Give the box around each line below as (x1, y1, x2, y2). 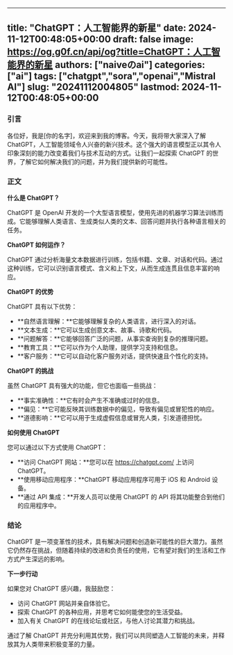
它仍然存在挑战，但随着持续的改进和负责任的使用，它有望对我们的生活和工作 (7, 547, 226, 555)
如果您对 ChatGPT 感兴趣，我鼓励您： (7, 585, 116, 593)
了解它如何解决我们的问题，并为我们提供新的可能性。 (19, 157, 171, 165)
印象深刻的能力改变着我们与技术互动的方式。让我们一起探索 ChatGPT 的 (7, 149, 213, 157)
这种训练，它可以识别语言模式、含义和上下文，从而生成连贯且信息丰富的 (7, 264, 214, 272)
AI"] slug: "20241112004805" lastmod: (7, 81, 180, 93)
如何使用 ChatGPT (7, 428, 60, 437)
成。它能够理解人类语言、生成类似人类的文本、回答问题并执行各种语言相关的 (7, 217, 226, 225)
